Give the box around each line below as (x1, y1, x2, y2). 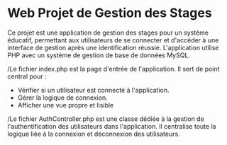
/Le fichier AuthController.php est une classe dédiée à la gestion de (7, 115, 204, 123)
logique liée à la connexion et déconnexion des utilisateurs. (7, 129, 180, 138)
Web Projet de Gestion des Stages (7, 5, 212, 21)
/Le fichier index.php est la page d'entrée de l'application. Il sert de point (7, 64, 220, 73)
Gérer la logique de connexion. (17, 93, 108, 102)
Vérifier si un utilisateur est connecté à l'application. (17, 86, 170, 94)
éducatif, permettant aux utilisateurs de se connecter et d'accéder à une (7, 35, 219, 44)
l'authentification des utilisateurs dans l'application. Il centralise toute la (7, 122, 216, 130)
